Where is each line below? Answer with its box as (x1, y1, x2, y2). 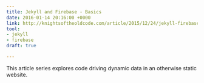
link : (6, 20, 20, 26)
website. (6, 71, 28, 78)
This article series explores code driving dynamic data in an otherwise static (6, 64, 197, 71)
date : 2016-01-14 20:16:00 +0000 (6, 15, 91, 21)
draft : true (6, 43, 36, 49)
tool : (6, 25, 20, 32)
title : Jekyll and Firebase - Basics (6, 8, 102, 15)
